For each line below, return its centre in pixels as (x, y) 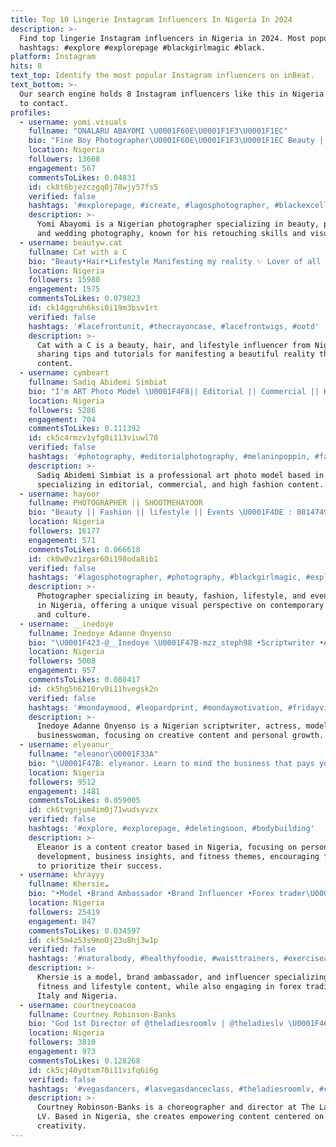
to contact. (44, 103)
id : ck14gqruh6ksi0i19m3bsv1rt (93, 308)
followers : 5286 (62, 410)
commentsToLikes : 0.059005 (84, 801)
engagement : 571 (62, 540)
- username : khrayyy (62, 875)
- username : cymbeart (64, 373)
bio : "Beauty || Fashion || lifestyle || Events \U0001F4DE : (160, 512)
